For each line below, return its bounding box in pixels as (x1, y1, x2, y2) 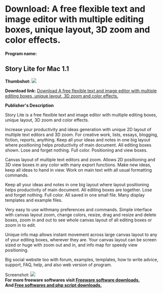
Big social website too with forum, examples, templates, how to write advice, (5, 256, 159, 262)
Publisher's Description (5, 102, 54, 108)
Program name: (5, 50, 37, 57)
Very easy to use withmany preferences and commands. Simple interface (5, 206, 152, 213)
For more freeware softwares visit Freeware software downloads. (5, 277, 140, 283)
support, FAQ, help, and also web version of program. (5, 262, 112, 268)
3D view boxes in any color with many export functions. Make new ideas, (5, 162, 152, 168)
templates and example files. (5, 197, 63, 203)
